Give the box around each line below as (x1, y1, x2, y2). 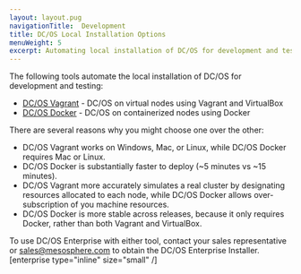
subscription (21, 199, 69, 210)
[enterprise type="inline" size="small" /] (9, 254, 158, 265)
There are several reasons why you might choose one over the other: (9, 124, 264, 135)
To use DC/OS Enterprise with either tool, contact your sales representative (9, 235, 288, 246)
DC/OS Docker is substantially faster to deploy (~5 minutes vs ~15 (21, 161, 267, 172)
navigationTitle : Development (9, 21, 126, 30)
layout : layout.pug (9, 13, 82, 22)
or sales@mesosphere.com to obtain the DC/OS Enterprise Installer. (9, 245, 260, 256)
